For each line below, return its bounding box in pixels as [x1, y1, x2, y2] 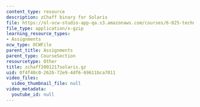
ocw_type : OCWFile [6, 42, 52, 48]
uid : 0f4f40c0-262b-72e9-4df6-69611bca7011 [6, 70, 116, 75]
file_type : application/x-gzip [6, 25, 84, 32]
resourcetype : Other [6, 58, 58, 64]
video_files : [6, 75, 39, 81]
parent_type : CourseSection [6, 53, 76, 59]
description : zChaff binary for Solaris [6, 14, 108, 20]
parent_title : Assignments [6, 48, 73, 53]
